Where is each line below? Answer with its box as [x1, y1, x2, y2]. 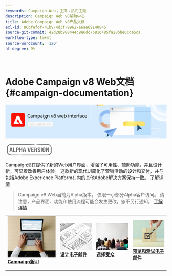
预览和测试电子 [132, 248, 164, 254]
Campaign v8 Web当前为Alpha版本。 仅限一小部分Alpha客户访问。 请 [17, 191, 165, 198]
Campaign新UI [7, 259, 39, 265]
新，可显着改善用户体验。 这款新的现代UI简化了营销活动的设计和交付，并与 [5, 168, 164, 174]
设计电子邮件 [60, 251, 88, 258]
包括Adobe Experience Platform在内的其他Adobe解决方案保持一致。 [5, 174, 149, 181]
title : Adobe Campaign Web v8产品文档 [5, 19, 85, 24]
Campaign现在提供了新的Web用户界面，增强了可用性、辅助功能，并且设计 [5, 162, 162, 168]
